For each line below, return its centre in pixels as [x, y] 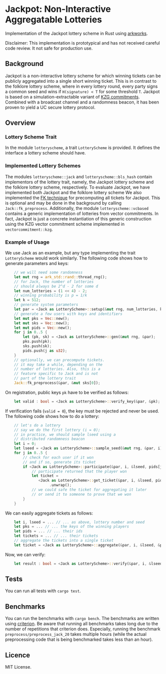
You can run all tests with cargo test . [43, 591]
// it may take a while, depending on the [58, 364]
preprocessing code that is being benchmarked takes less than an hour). [79, 639]
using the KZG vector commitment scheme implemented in [65, 224]
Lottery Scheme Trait [31, 137]
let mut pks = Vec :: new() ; [42, 318]
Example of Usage [27, 242]
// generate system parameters [46, 305]
